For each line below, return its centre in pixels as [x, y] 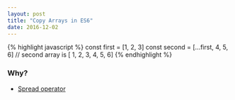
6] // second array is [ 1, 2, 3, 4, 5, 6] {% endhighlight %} [90, 55]
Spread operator [41, 89]
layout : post [27, 14]
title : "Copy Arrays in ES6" [50, 21]
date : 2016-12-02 [33, 27]
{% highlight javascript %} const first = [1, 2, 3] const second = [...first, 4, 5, [118, 48]
